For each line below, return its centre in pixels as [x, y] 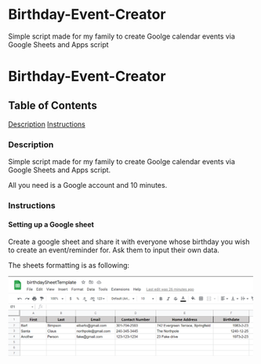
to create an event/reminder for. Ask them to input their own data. [114, 250]
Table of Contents [53, 105]
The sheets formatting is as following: [69, 266]
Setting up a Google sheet [51, 224]
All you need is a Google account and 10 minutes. [88, 186]
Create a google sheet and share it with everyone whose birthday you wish [129, 242]
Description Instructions [47, 124]
